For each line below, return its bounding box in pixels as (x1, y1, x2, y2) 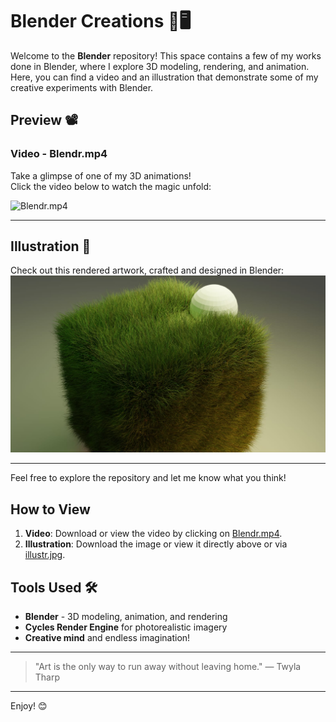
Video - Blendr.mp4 (10, 147, 108, 161)
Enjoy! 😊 (10, 700, 48, 712)
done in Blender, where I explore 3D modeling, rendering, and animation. (10, 60, 310, 72)
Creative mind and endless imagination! (24, 632, 191, 644)
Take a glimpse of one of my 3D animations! (10, 169, 192, 182)
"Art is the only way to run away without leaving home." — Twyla (34, 661, 302, 673)
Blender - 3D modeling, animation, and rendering (24, 611, 228, 623)
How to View (10, 501, 91, 518)
